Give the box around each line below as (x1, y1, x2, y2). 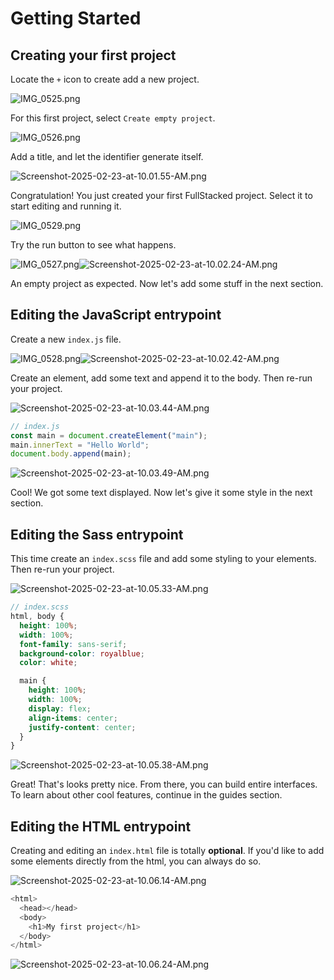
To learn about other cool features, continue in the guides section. (10, 789, 283, 801)
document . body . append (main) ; (10, 449, 132, 459)
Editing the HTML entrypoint (10, 818, 192, 835)
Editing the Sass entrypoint (10, 526, 184, 543)
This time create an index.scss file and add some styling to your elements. (10, 553, 317, 565)
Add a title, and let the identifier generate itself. (10, 151, 204, 162)
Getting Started (10, 7, 142, 30)
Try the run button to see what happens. (10, 239, 177, 251)
